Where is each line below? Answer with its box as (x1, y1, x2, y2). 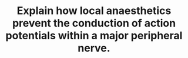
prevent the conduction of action (12, 16, 176, 30)
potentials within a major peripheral (5, 29, 183, 42)
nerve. (77, 42, 111, 55)
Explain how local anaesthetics (16, 4, 172, 18)
